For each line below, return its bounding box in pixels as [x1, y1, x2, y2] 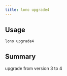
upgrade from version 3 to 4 [5, 66, 63, 72]
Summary [5, 52, 36, 61]
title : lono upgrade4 [5, 7, 50, 12]
